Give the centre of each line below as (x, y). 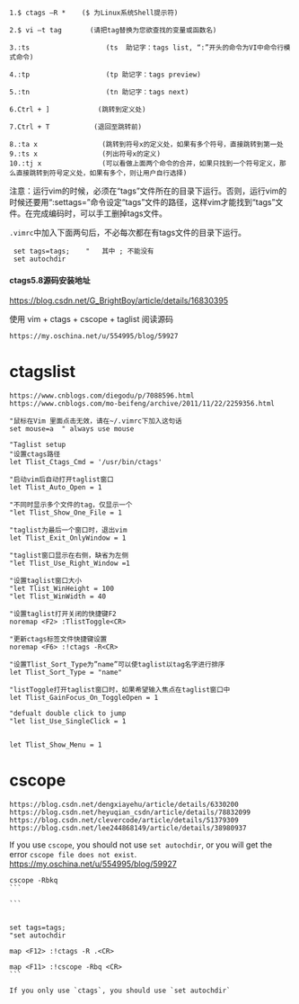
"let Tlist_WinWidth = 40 (57, 596)
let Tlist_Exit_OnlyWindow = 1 (68, 538)
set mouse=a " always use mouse (72, 429)
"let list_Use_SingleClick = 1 (68, 722)
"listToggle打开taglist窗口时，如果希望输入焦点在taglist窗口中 (120, 690)
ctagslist (43, 372)
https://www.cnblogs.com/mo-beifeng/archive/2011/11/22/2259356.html (142, 404)
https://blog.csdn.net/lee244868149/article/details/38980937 (128, 829)
